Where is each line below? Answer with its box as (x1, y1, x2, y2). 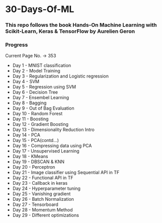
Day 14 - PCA (12, 132, 40, 138)
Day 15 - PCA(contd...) (12, 137, 59, 143)
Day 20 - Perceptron (12, 164, 55, 170)
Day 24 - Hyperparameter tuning (12, 185, 80, 192)
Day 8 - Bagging (12, 100, 47, 106)
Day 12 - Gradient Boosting (12, 121, 69, 127)
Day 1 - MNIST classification (12, 62, 71, 68)
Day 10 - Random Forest (12, 111, 63, 117)
